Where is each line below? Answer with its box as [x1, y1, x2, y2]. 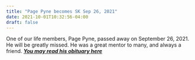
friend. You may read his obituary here [6, 48, 102, 55]
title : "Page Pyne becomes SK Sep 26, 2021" [6, 8, 118, 15]
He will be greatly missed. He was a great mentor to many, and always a [6, 41, 181, 48]
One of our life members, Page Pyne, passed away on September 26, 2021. [6, 36, 190, 43]
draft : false [6, 19, 38, 25]
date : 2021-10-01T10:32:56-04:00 [6, 14, 89, 20]
